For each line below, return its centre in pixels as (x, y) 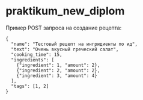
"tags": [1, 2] (30, 86)
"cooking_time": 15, (37, 55)
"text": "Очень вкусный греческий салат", (65, 49)
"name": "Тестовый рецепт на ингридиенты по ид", (74, 44)
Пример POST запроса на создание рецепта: (64, 28)
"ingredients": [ (33, 60)
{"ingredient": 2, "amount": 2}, (58, 70)
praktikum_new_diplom (65, 11)
